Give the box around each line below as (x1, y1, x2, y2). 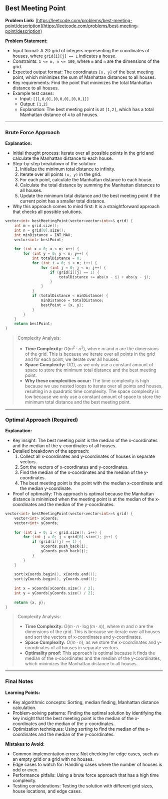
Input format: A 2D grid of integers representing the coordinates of (12, 47, 150, 53)
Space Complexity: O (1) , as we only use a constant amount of (24, 361, 153, 367)
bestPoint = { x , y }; (40, 303, 84, 308)
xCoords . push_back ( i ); (40, 544, 88, 549)
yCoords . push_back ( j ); (40, 549, 88, 554)
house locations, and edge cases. (12, 788, 82, 794)
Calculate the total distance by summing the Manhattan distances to (19, 182, 160, 188)
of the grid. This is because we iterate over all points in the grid (24, 351, 155, 357)
